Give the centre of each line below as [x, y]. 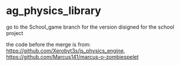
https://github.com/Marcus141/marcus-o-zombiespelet [73, 57]
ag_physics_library [54, 11]
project [15, 33]
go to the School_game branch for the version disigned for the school [90, 27]
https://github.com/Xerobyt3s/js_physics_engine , [66, 50]
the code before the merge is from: [49, 44]
